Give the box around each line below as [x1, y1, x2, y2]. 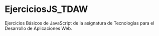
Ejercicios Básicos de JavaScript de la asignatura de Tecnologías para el [5, 20, 154, 26]
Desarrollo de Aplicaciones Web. [5, 25, 72, 31]
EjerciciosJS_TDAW [5, 3, 88, 15]
